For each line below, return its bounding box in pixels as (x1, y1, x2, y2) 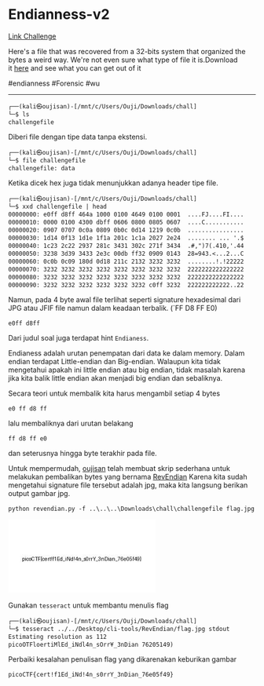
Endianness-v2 (8, 5, 110, 24)
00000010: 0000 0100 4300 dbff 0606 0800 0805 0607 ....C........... (8, 218, 244, 226)
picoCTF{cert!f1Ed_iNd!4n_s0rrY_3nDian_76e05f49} (8, 670, 174, 678)
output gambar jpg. (8, 488, 71, 498)
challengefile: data (8, 164, 76, 172)
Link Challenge (8, 31, 57, 41)
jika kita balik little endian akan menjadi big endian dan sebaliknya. (8, 373, 223, 382)
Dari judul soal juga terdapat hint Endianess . (8, 333, 149, 342)
